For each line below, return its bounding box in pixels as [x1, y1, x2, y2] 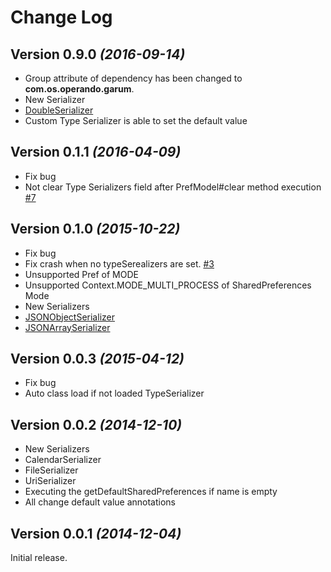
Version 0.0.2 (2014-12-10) [10, 416, 183, 433]
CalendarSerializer [24, 454, 102, 466]
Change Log [10, 6, 113, 29]
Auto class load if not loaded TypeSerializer [24, 387, 205, 400]
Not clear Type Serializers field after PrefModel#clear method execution [24, 181, 322, 193]
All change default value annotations [24, 496, 176, 508]
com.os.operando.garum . [24, 83, 135, 95]
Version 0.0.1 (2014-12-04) [10, 525, 182, 542]
